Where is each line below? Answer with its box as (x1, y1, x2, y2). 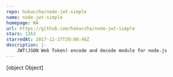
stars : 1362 (6, 31, 36, 37)
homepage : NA (6, 20, 39, 26)
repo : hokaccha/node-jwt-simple (6, 8, 87, 15)
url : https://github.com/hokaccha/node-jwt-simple (6, 25, 135, 32)
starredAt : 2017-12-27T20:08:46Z (6, 36, 90, 42)
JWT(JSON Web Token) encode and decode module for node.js (17, 48, 168, 54)
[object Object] (6, 64, 44, 71)
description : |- (6, 42, 47, 48)
